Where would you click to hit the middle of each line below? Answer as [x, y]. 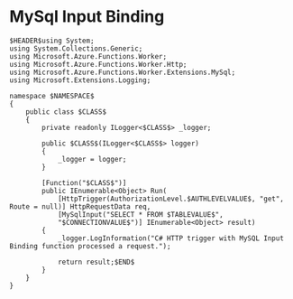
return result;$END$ [96, 262]
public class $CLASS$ [66, 112]
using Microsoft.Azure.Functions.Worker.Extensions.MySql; [123, 72]
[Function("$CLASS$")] [84, 182]
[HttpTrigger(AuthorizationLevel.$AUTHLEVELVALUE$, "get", [170, 199]
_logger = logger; [92, 159]
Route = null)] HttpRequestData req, [80, 206]
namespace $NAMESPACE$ [52, 96]
